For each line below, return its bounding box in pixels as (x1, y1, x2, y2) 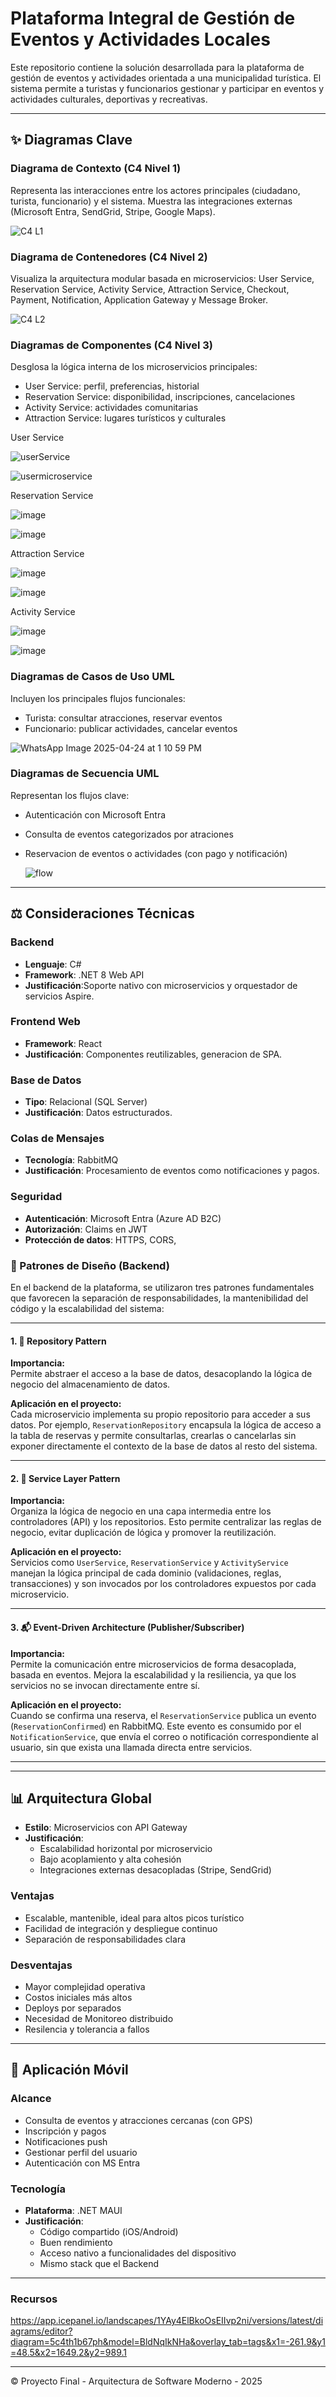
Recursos (10, 2292, 58, 2306)
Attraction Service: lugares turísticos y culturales (24, 412, 227, 424)
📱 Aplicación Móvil (10, 2062, 129, 2079)
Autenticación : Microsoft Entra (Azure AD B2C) (24, 1212, 222, 1224)
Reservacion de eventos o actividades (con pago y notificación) (24, 847, 288, 859)
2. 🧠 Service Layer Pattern (10, 1472, 121, 1484)
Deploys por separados (24, 2002, 122, 2014)
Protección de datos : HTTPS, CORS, (24, 1233, 177, 1246)
